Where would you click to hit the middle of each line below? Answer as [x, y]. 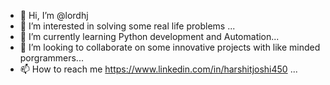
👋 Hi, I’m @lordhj [54, 15]
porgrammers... [51, 58]
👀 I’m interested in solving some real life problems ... [127, 26]
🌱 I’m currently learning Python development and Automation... [149, 36]
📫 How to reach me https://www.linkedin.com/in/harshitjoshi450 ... [158, 69]
